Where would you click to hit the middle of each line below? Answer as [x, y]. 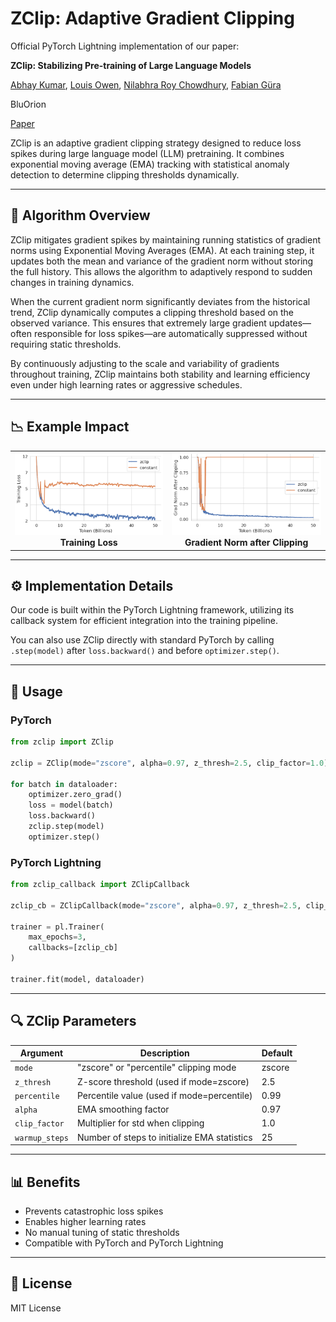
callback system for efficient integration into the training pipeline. [144, 621]
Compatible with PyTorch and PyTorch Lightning [124, 1243]
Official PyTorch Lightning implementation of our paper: [125, 46]
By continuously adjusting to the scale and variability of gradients [145, 363]
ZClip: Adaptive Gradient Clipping [152, 18]
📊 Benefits [45, 1182]
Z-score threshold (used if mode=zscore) [163, 1081]
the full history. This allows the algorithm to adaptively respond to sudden [161, 271]
